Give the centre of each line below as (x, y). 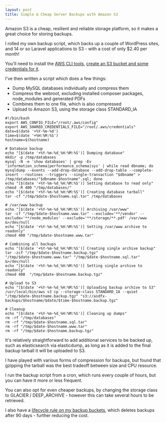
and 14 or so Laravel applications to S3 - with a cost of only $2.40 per (76, 49)
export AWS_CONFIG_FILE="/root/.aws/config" (52, 122)
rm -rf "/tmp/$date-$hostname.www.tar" (46, 326)
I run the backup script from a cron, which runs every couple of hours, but (81, 375)
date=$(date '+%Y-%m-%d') (32, 131)
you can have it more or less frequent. (44, 380)
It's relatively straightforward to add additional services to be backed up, (79, 340)
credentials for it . (22, 69)
